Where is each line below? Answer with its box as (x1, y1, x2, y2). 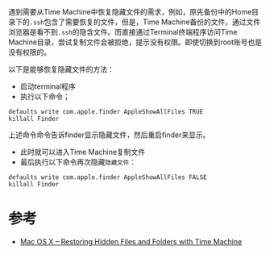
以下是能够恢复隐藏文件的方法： (8, 65, 114, 74)
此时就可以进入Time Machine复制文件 (19, 148, 146, 156)
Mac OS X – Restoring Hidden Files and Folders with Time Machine (19, 236, 243, 246)
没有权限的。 (8, 48, 51, 56)
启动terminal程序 (19, 81, 77, 91)
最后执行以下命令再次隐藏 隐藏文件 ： (19, 157, 137, 167)
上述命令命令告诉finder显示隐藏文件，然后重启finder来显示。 (8, 130, 210, 139)
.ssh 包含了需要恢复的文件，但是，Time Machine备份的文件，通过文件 (29, 17, 261, 27)
